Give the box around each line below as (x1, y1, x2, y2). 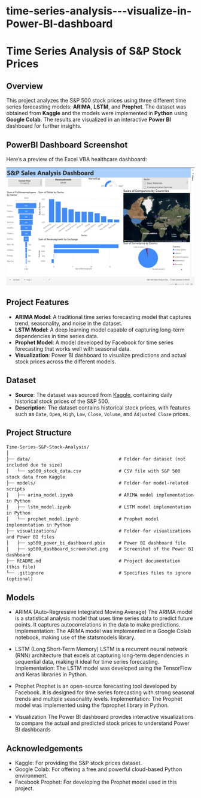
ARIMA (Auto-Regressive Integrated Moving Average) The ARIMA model (14, 609, 193, 616)
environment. (14, 772, 48, 779)
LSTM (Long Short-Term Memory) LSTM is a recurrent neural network (14, 646, 188, 653)
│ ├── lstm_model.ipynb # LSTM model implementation (6, 504, 191, 510)
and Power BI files (6, 534, 55, 540)
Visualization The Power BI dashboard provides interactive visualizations (14, 713, 194, 721)
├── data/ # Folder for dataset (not (6, 456, 186, 462)
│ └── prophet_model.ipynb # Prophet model (6, 516, 160, 522)
